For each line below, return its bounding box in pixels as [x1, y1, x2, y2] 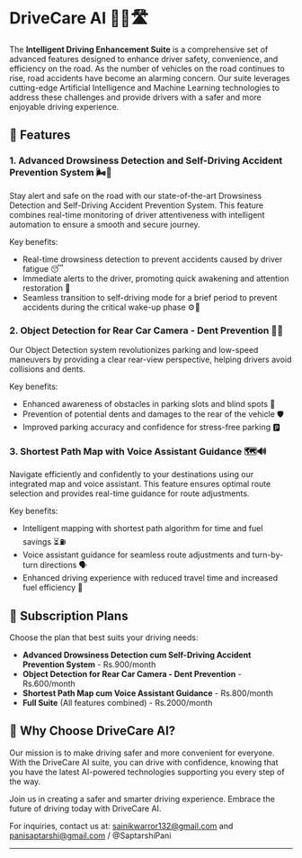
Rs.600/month [22, 678, 76, 690]
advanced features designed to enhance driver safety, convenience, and [9, 53, 279, 64]
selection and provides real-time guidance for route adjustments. [9, 488, 250, 499]
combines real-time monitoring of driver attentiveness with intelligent [9, 209, 265, 220]
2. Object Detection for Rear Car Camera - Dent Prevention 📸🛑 [9, 324, 284, 337]
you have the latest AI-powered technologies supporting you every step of [9, 766, 285, 777]
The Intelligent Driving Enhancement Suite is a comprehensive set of [9, 43, 269, 55]
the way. [9, 776, 41, 787]
